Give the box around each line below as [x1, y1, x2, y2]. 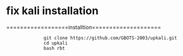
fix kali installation [6, 4, 99, 18]
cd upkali [44, 40, 68, 46]
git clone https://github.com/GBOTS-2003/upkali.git [44, 35, 178, 41]
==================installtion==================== [6, 24, 162, 31]
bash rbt [44, 45, 66, 51]
